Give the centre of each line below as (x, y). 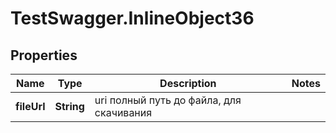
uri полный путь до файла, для (168, 100)
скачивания (123, 112)
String (69, 106)
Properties (44, 55)
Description (188, 83)
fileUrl (30, 106)
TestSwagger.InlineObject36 (132, 18)
